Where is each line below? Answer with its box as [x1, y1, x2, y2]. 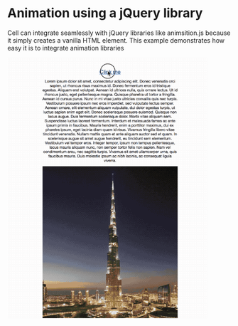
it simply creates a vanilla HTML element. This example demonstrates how [7, 36, 225, 44]
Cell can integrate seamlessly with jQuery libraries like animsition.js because [7, 28, 231, 37]
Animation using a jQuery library [7, 5, 203, 21]
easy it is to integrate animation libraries [7, 43, 124, 52]
